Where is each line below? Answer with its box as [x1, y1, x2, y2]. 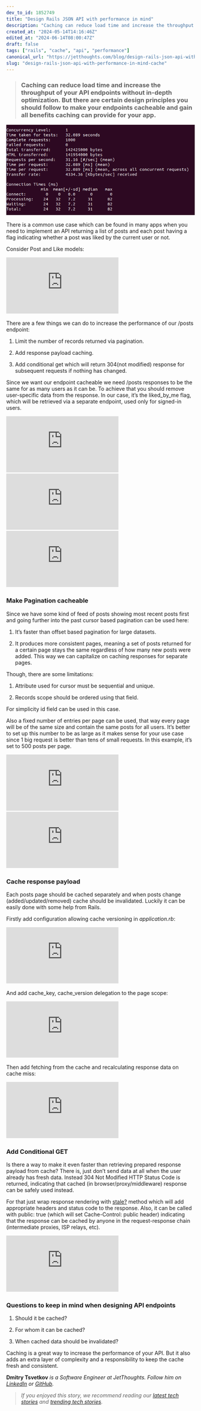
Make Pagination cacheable [6, 596, 89, 605]
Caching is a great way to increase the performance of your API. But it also [6, 1349, 190, 1357]
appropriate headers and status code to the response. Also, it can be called [6, 1205, 192, 1212]
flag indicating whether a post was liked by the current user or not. [6, 234, 170, 241]
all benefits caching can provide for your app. [20, 111, 157, 119]
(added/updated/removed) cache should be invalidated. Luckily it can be [6, 897, 185, 905]
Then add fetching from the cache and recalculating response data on [6, 1063, 179, 1071]
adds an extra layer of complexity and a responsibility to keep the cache [6, 1356, 184, 1363]
